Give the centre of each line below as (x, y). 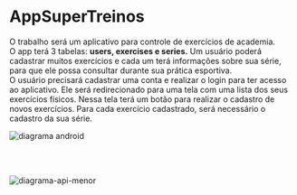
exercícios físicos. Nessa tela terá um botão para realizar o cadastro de (142, 99)
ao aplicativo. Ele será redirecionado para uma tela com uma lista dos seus (148, 89)
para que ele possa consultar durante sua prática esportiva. (121, 70)
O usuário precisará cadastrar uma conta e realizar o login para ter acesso (148, 79)
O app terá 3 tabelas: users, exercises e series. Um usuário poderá (136, 51)
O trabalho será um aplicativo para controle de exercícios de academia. (143, 42)
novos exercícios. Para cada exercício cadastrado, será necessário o (138, 108)
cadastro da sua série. (51, 118)
